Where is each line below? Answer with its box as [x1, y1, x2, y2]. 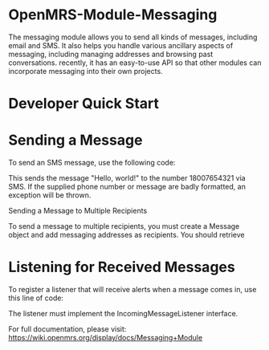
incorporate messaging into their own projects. [8, 66, 163, 75]
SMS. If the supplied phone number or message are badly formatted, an [8, 182, 247, 192]
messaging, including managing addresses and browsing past [8, 49, 214, 59]
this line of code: [8, 293, 64, 303]
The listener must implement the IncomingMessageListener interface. [8, 309, 238, 318]
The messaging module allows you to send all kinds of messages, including [8, 32, 258, 42]
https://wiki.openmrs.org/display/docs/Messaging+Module [8, 333, 203, 342]
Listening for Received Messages [8, 258, 235, 276]
